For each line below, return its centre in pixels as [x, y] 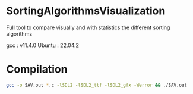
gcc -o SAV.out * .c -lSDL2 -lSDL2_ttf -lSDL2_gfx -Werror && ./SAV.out [96, 85]
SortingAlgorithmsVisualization [86, 11]
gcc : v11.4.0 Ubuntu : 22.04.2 [42, 45]
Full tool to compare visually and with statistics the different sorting [88, 27]
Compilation [37, 69]
